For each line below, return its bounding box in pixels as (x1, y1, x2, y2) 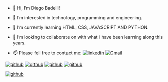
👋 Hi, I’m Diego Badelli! (12, 5, 60, 11)
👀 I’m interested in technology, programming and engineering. (12, 15, 142, 20)
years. (12, 39, 26, 46)
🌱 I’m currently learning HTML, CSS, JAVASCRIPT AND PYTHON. (12, 24, 149, 30)
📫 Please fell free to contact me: (12, 50, 82, 56)
